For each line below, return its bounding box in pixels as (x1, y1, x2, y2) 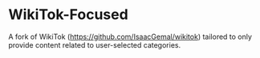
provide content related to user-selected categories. (8, 40, 181, 49)
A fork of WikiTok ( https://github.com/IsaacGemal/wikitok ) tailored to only (8, 32, 253, 41)
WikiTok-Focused (8, 6, 128, 24)
